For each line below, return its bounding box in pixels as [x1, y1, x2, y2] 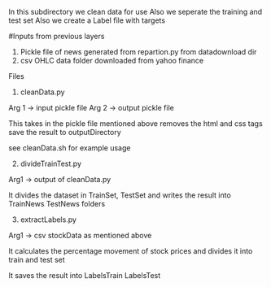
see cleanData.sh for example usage [8, 143, 131, 153]
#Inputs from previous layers [8, 32, 105, 41]
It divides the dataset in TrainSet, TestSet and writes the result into [8, 190, 232, 200]
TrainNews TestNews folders [8, 199, 106, 208]
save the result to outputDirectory [8, 128, 122, 137]
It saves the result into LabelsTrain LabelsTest [8, 271, 161, 280]
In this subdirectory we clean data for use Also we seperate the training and [8, 7, 263, 16]
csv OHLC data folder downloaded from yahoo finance [20, 56, 204, 65]
